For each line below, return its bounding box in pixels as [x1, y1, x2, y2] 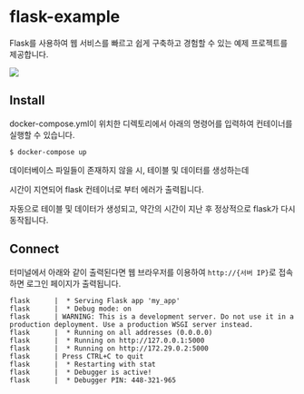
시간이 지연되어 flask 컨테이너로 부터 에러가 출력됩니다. [9, 183, 204, 194]
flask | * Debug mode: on [9, 304, 132, 313]
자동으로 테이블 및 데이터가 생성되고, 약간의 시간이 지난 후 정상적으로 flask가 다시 [9, 202, 296, 214]
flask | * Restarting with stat [9, 360, 156, 369]
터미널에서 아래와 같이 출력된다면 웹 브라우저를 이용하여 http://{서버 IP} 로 [9, 266, 277, 278]
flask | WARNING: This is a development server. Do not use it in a [9, 311, 295, 321]
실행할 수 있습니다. [9, 129, 75, 140]
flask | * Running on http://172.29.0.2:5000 [9, 343, 209, 353]
